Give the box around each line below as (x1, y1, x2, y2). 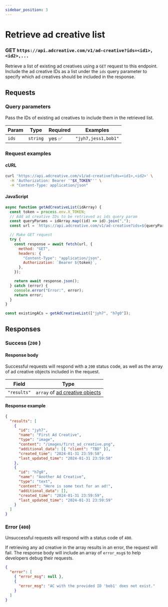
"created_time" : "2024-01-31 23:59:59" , (18, 493, 104, 498)
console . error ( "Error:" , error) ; (14, 288, 84, 293)
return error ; (14, 292, 43, 298)
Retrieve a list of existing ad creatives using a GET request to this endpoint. (5, 63, 158, 69)
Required (48, 126, 71, 133)
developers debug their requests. (5, 555, 74, 561)
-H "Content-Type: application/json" (9, 183, 88, 188)
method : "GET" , (18, 246, 50, 251)
